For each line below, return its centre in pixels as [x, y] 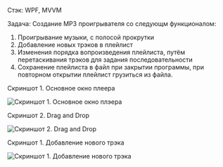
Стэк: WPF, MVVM [34, 10]
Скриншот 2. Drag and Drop [49, 115]
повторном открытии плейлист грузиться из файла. [95, 74]
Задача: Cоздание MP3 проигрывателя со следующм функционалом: [112, 24]
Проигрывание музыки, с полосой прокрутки [86, 37]
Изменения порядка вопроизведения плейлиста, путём [101, 52]
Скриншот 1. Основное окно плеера [61, 88]
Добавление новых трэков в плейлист [75, 45]
